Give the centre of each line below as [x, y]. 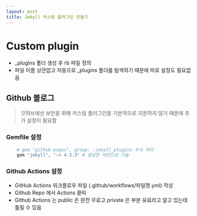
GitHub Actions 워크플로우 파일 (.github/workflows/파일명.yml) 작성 [94, 185]
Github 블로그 [30, 98]
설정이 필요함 [42, 120]
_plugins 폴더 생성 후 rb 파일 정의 [53, 63]
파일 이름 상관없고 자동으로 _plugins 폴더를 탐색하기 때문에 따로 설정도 [95, 70]
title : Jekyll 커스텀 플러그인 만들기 [47, 17]
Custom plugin [43, 46]
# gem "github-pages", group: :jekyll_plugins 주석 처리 [85, 150]
